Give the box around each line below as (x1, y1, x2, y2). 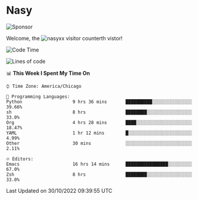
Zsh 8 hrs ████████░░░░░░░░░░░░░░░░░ (6, 172, 193, 177)
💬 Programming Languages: (6, 93, 70, 100)
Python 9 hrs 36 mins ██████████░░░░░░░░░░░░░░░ (6, 99, 193, 104)
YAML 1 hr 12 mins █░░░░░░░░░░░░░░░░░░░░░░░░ (6, 130, 193, 136)
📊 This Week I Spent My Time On (6, 69, 90, 77)
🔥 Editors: (6, 155, 34, 162)
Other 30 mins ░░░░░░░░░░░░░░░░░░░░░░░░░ (6, 140, 193, 146)
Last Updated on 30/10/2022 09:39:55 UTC (6, 187, 113, 194)
